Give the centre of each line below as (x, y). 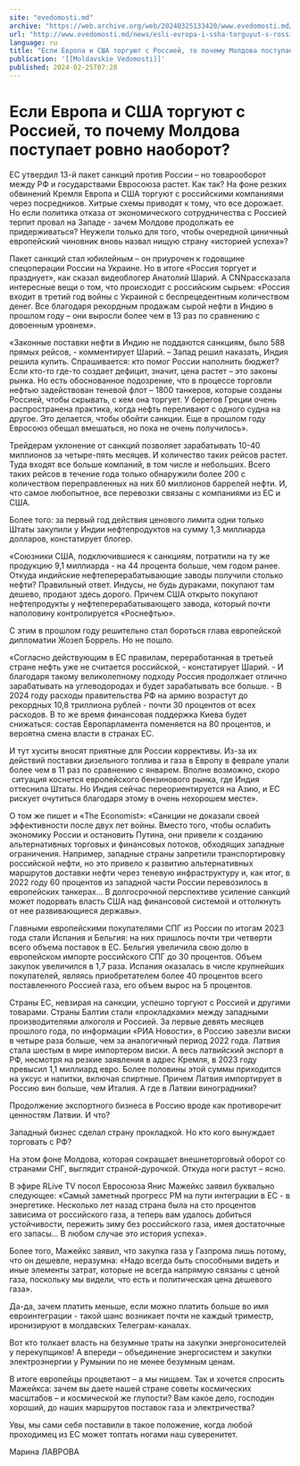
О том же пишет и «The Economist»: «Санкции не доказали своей (135, 815)
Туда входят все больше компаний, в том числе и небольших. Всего (140, 464)
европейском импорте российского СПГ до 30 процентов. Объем (136, 956)
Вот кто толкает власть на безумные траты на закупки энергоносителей (148, 1342)
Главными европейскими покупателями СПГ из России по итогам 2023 (146, 928)
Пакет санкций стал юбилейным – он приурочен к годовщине (127, 258)
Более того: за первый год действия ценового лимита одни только (137, 519)
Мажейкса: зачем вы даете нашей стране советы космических (130, 1388)
